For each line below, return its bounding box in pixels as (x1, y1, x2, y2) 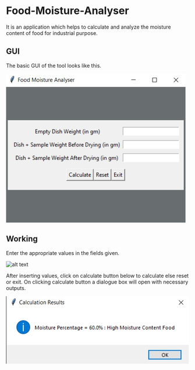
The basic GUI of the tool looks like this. (6, 62, 102, 69)
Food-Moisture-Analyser (6, 4, 129, 18)
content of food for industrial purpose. (6, 29, 98, 36)
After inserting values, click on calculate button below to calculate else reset (6, 272, 189, 279)
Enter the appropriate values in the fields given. (6, 249, 120, 256)
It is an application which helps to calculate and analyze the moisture (6, 23, 171, 30)
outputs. (6, 284, 26, 291)
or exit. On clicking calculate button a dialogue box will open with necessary (6, 278, 189, 285)
